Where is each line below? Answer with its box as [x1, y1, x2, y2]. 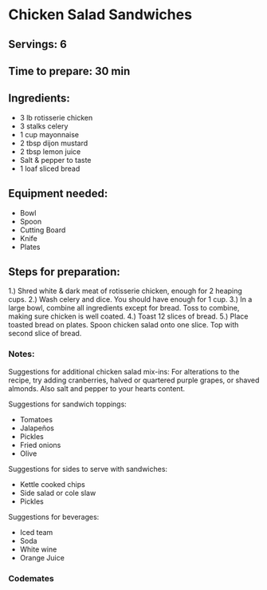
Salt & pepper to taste [19, 155, 92, 164]
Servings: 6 [8, 38, 68, 51]
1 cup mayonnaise [19, 129, 80, 139]
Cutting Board [19, 225, 66, 235]
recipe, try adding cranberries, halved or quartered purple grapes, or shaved [8, 375, 260, 385]
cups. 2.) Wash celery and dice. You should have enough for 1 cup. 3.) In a [8, 295, 253, 304]
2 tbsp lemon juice [19, 146, 81, 156]
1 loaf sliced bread [19, 164, 80, 173]
